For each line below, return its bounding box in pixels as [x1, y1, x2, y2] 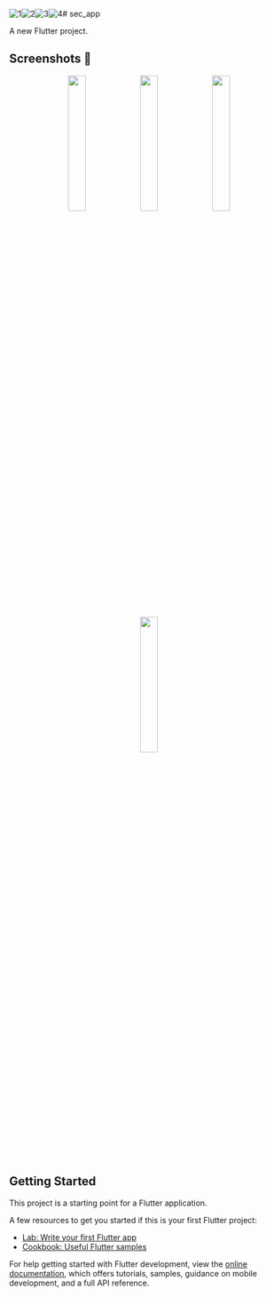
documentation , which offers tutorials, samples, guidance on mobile [9, 1268, 257, 1278]
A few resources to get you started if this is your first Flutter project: [9, 1214, 257, 1225]
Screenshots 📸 [9, 52, 92, 67]
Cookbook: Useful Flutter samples [21, 1241, 147, 1252]
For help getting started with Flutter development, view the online [9, 1258, 248, 1269]
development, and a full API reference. [9, 1277, 150, 1288]
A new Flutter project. [9, 26, 89, 36]
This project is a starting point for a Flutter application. [9, 1198, 207, 1208]
